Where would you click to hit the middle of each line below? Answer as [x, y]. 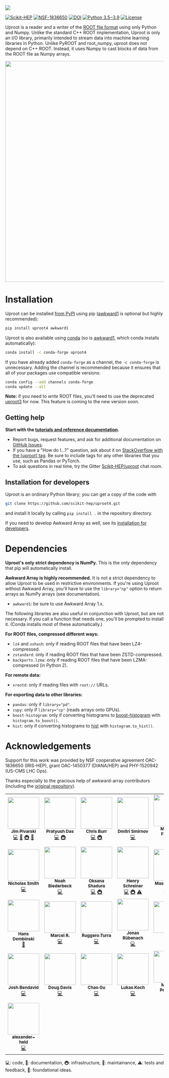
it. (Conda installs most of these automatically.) [54, 624]
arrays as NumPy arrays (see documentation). [53, 594]
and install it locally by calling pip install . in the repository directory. [79, 513]
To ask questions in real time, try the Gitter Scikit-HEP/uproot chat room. [87, 466]
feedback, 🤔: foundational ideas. [39, 1070]
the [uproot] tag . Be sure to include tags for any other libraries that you [86, 456]
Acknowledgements [48, 746]
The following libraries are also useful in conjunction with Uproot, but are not [84, 613]
